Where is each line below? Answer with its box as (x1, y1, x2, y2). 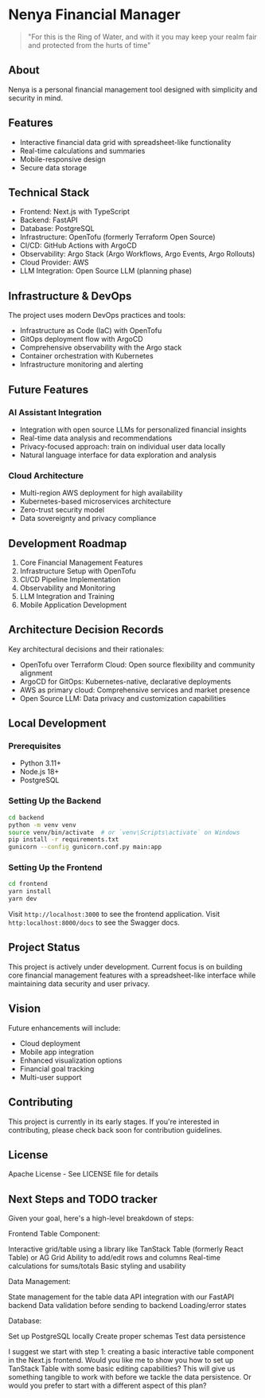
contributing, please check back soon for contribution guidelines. (8, 1125, 223, 1134)
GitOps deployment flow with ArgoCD (19, 335, 143, 344)
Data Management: (8, 1277, 72, 1286)
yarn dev (8, 895, 37, 903)
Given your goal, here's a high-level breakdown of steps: (8, 1213, 194, 1224)
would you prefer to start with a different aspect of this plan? (8, 1380, 207, 1391)
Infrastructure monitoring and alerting (19, 360, 143, 370)
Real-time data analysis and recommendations (19, 433, 173, 443)
